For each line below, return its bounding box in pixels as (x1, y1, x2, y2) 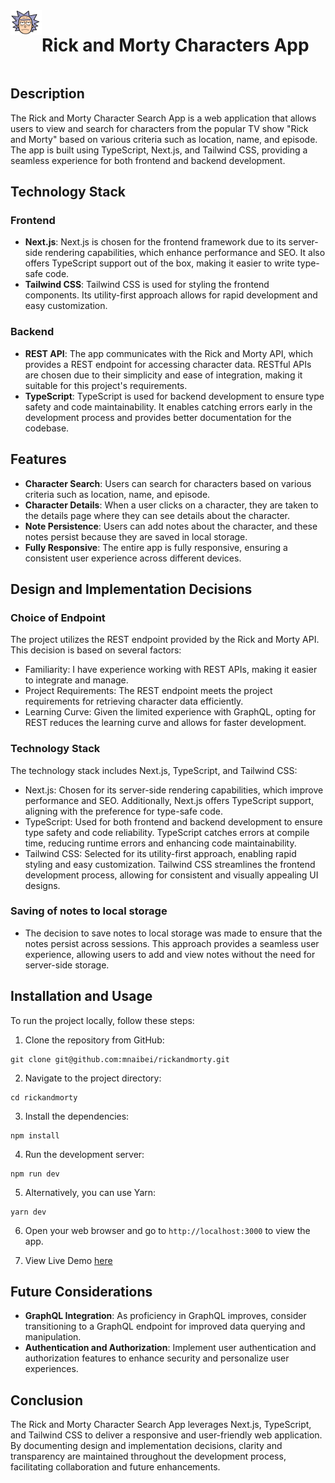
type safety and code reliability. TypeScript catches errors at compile (24, 826, 310, 838)
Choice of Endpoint (10, 610, 106, 624)
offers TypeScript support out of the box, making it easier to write (24, 257, 295, 269)
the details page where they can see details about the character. (24, 509, 291, 521)
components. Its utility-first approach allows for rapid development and (24, 289, 318, 301)
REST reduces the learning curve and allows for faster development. (24, 717, 307, 729)
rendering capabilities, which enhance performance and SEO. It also (44, 247, 326, 259)
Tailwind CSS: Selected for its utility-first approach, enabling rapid (24, 847, 297, 859)
